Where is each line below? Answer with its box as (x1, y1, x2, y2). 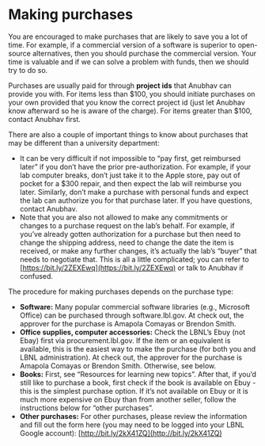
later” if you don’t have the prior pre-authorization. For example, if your (19, 162, 252, 171)
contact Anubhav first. (8, 114, 81, 124)
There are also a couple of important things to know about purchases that (8, 129, 248, 139)
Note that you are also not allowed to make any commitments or (19, 212, 228, 222)
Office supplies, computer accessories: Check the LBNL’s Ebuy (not (19, 327, 246, 337)
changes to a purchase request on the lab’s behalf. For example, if (19, 220, 235, 231)
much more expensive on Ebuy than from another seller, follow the (19, 395, 237, 404)
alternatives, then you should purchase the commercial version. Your (32, 48, 257, 58)
